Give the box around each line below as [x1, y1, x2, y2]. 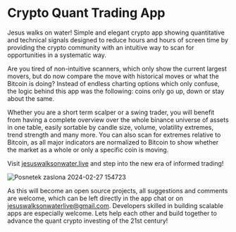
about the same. [7, 94, 55, 103]
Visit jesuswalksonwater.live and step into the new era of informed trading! [7, 159, 224, 167]
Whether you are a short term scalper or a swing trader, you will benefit [7, 108, 215, 116]
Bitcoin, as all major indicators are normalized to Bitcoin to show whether [7, 138, 219, 146]
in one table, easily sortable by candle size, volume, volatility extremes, [7, 123, 213, 131]
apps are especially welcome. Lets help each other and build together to [7, 209, 217, 217]
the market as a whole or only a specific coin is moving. [7, 145, 169, 154]
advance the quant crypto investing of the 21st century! [7, 216, 168, 225]
